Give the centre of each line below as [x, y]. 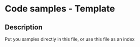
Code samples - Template [60, 9]
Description [24, 27]
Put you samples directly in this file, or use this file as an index [70, 39]
